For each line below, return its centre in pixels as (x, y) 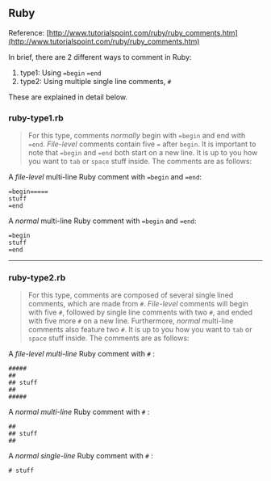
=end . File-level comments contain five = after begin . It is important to (142, 144)
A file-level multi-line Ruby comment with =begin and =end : (105, 177)
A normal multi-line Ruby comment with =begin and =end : (102, 221)
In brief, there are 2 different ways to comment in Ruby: (100, 57)
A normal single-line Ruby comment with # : (81, 456)
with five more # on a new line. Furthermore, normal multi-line (131, 321)
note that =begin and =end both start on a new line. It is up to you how (143, 153)
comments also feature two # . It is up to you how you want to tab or (140, 330)
